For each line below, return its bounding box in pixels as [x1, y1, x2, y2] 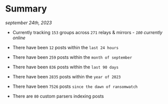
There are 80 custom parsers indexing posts [12, 93, 104, 99]
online [12, 35, 26, 41]
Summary [5, 3, 47, 15]
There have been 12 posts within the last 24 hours [12, 44, 119, 50]
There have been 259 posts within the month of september [12, 54, 132, 60]
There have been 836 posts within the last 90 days [12, 64, 119, 70]
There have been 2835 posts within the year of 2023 [12, 73, 121, 79]
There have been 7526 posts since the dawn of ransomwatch [12, 83, 138, 89]
